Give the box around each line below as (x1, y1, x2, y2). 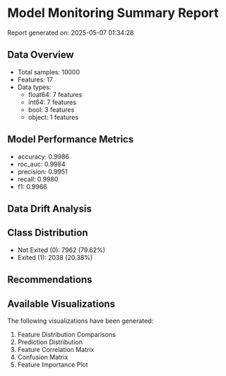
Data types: (17, 83, 52, 91)
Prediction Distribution (17, 338, 83, 346)
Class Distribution (7, 227, 88, 239)
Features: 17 (17, 75, 53, 84)
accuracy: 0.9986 (17, 152, 69, 161)
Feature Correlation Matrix (17, 345, 95, 353)
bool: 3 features (28, 105, 75, 114)
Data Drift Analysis (7, 203, 92, 215)
